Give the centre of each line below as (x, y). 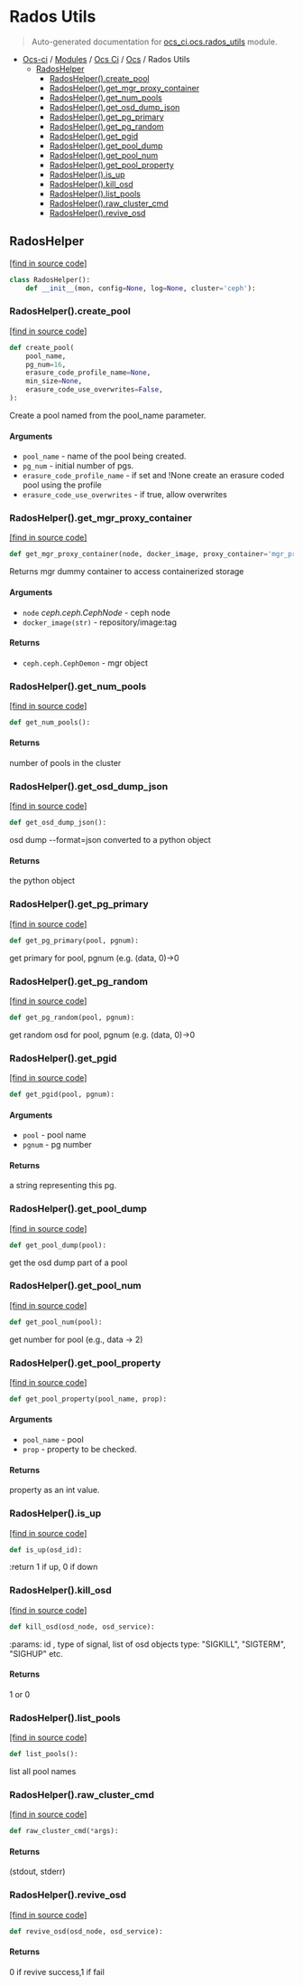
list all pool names (43, 1772)
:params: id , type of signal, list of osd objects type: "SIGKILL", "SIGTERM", (147, 1644)
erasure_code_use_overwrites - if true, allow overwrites (124, 495)
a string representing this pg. (63, 1186)
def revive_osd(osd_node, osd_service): (87, 1931)
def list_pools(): (44, 1754)
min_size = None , (54, 382)
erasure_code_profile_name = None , (88, 373)
